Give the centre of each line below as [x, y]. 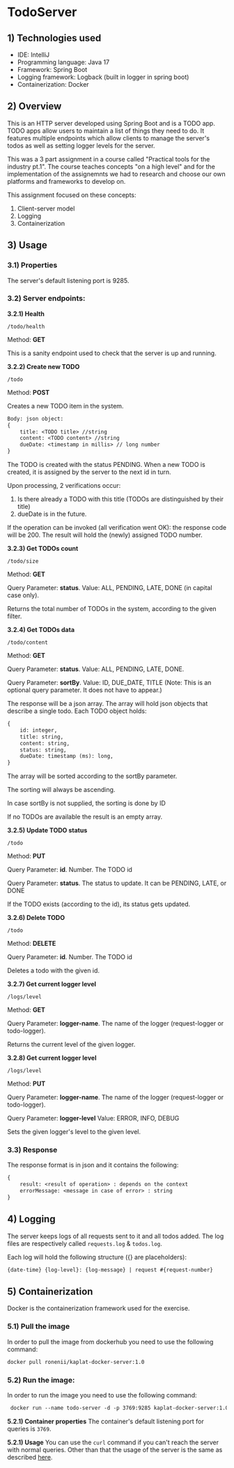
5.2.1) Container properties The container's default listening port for [106, 1421]
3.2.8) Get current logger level [52, 1058]
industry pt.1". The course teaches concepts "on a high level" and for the [111, 166]
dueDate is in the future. [52, 514]
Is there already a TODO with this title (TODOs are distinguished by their [120, 499]
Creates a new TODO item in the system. [65, 405]
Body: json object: [36, 419]
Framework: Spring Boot [52, 70]
